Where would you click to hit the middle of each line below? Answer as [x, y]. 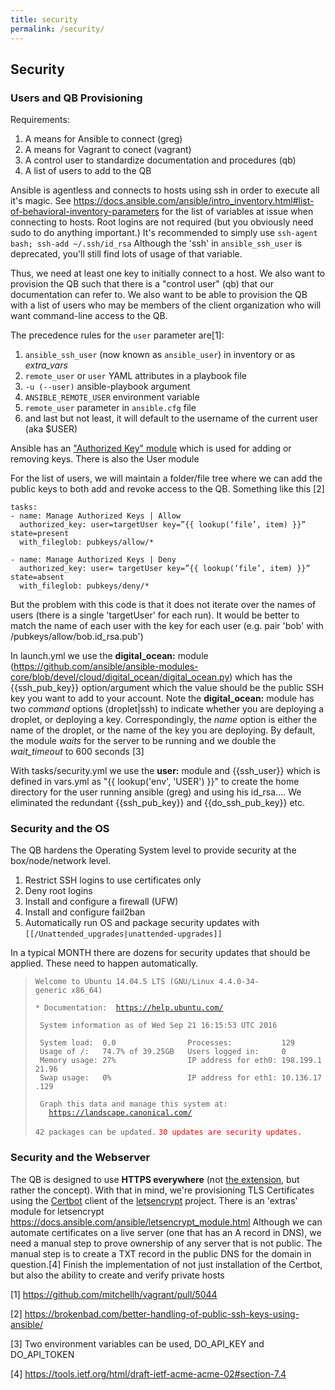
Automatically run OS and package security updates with [142, 923]
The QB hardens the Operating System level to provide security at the [153, 850]
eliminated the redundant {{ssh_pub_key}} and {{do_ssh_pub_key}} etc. [158, 803]
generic [50, 991]
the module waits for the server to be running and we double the [143, 741]
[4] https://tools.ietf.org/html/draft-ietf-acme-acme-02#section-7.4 [148, 1373]
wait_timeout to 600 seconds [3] [77, 752]
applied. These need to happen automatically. [104, 963]
